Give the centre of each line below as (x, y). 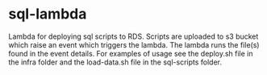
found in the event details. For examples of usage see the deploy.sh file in (131, 53)
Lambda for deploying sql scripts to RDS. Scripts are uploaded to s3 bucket (133, 36)
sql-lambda (48, 14)
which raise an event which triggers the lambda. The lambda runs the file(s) (134, 44)
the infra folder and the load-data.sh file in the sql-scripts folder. (115, 62)
